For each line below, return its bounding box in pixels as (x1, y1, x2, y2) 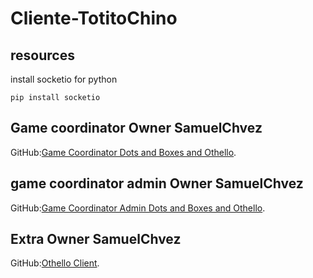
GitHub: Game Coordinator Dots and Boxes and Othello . (10, 146, 237, 158)
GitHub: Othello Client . (10, 257, 100, 269)
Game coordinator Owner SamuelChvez (10, 120, 263, 137)
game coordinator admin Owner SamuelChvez (10, 175, 304, 192)
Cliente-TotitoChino (10, 7, 178, 30)
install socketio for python (10, 73, 118, 85)
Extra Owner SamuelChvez (10, 231, 182, 248)
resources (10, 47, 75, 64)
